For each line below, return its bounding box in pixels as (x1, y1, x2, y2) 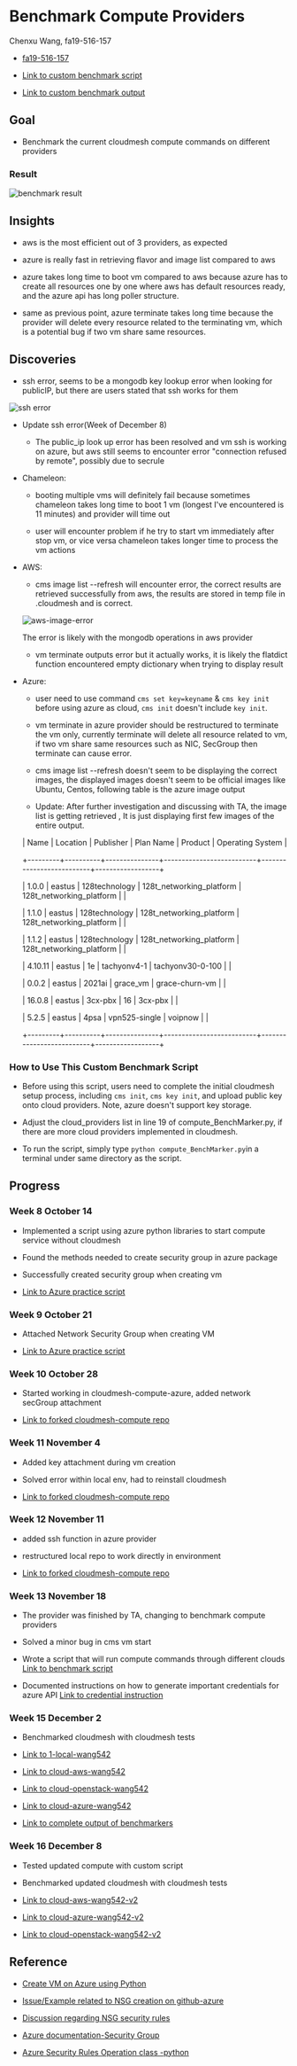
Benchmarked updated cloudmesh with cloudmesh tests (21, 1877, 228, 1888)
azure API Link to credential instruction (21, 1690, 164, 1701)
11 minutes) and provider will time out (34, 508, 171, 519)
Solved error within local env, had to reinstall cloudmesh (21, 1474, 227, 1485)
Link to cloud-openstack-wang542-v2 (21, 1929, 162, 1939)
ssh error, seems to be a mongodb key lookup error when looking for (21, 375, 273, 386)
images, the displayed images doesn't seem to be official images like (34, 774, 286, 785)
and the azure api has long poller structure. (21, 290, 179, 300)
